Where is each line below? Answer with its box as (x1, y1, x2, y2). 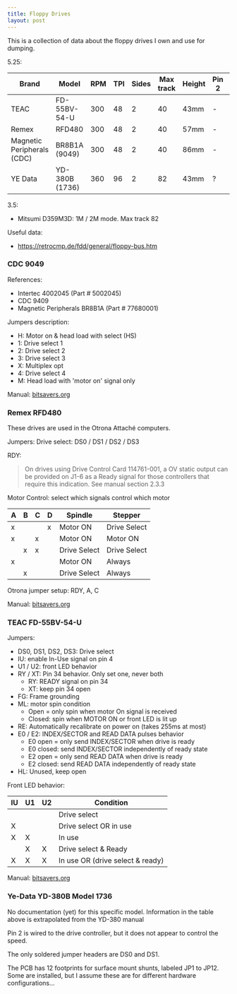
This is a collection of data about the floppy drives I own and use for (7, 36, 205, 45)
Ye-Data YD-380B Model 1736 (7, 892, 113, 901)
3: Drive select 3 (17, 354, 66, 362)
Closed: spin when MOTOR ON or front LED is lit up (28, 715, 178, 723)
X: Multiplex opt (17, 361, 63, 369)
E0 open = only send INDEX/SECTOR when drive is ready (28, 738, 195, 746)
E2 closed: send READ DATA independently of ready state (28, 760, 196, 769)
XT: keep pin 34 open (28, 685, 91, 693)
